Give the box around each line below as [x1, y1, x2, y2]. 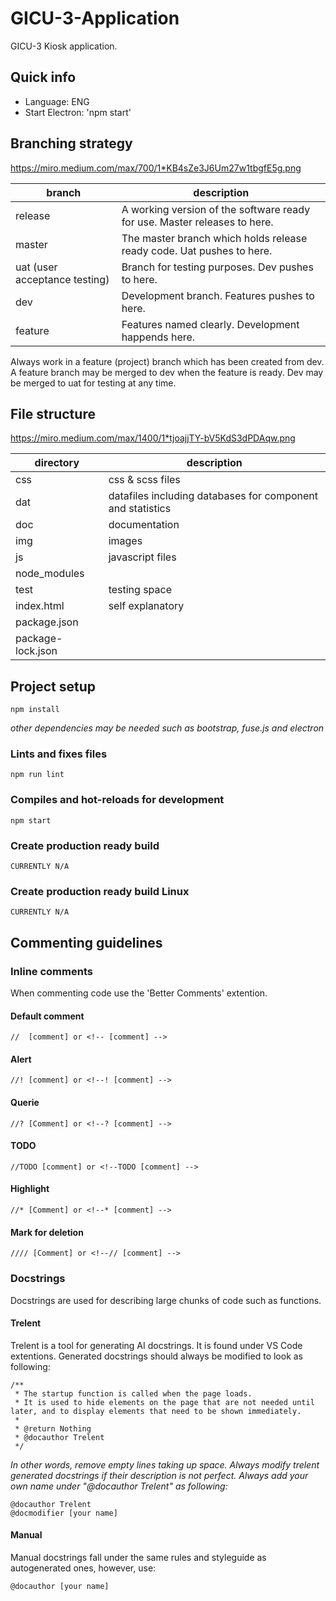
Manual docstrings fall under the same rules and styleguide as [10, 1551, 267, 1563]
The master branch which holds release [121, 231, 308, 245]
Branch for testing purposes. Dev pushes [121, 260, 314, 274]
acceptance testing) [15, 272, 110, 286]
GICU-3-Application [10, 7, 180, 30]
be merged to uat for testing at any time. [10, 377, 177, 389]
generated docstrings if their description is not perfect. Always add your [10, 1469, 309, 1481]
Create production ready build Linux [10, 885, 190, 898]
